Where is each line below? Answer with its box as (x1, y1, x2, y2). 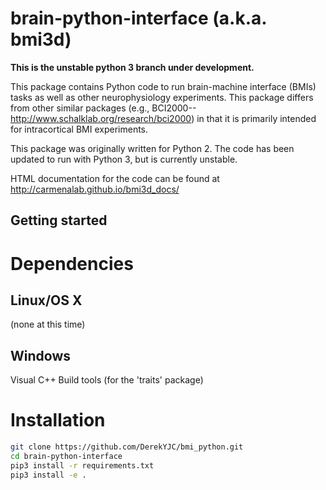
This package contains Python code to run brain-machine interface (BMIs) (10, 80, 317, 92)
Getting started (10, 212, 108, 229)
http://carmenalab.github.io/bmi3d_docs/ (10, 183, 180, 195)
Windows (10, 347, 71, 364)
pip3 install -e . (10, 470, 87, 480)
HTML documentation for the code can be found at (10, 172, 220, 184)
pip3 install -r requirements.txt (10, 460, 155, 471)
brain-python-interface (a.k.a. (10, 7, 267, 30)
